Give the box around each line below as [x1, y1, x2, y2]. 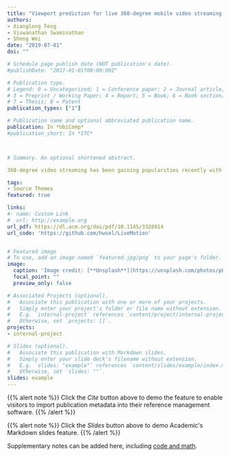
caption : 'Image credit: [13, 267, 84, 274]
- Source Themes [7, 186, 53, 193]
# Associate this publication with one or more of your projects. [7, 299, 207, 306]
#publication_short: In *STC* [7, 129, 94, 137]
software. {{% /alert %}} [7, 408, 76, 416]
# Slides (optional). [7, 343, 69, 349]
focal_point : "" [13, 273, 60, 280]
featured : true [7, 192, 51, 199]
